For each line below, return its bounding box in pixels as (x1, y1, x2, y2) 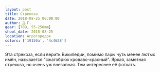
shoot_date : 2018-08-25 (5, 29, 53, 34)
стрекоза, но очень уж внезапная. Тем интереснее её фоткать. (5, 61, 137, 67)
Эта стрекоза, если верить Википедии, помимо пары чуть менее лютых (5, 51, 156, 57)
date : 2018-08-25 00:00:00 (5, 16, 60, 21)
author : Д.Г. (5, 20, 32, 25)
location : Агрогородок (5, 34, 51, 39)
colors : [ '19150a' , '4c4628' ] (5, 38, 67, 43)
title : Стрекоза (5, 12, 38, 16)
